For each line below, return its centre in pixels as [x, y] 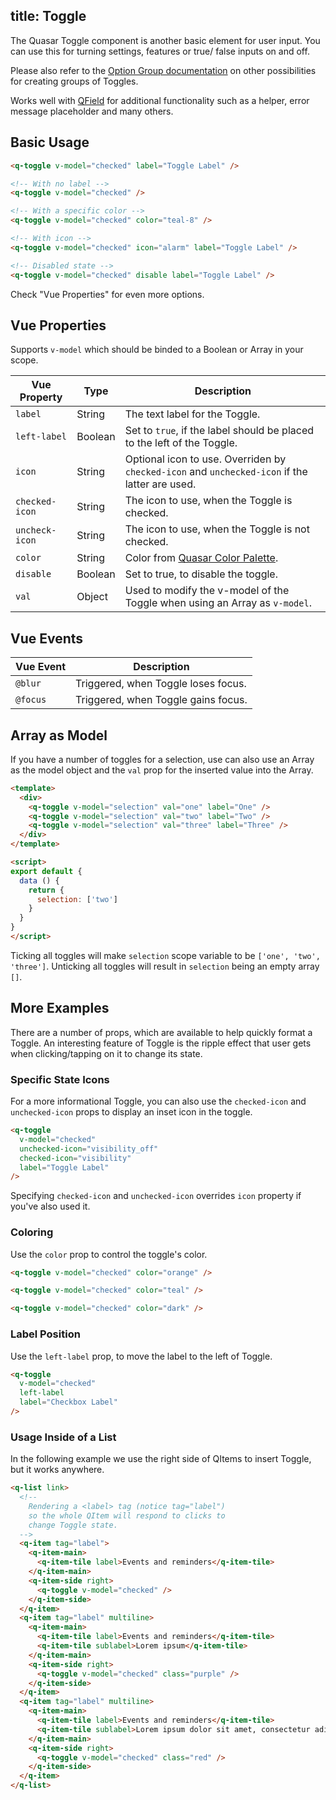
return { [46, 890]
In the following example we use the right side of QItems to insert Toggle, [161, 1459]
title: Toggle [48, 16]
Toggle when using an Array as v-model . [218, 603]
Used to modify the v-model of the [207, 591]
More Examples [60, 1008]
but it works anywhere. [57, 1470]
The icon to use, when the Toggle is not [217, 529]
